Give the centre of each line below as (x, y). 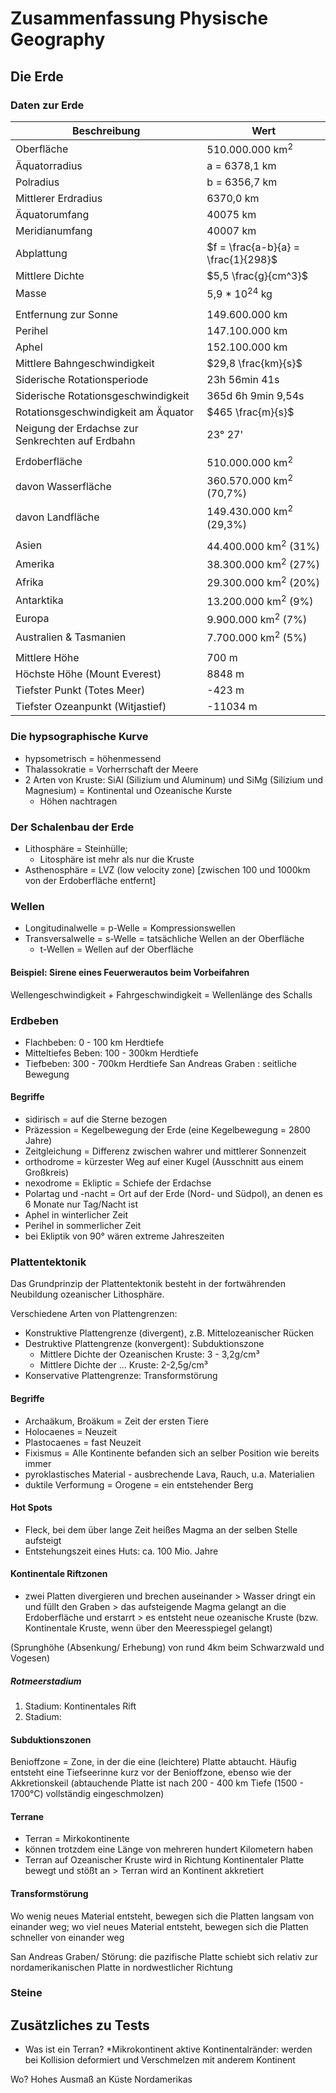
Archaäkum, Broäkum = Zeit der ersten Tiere (116, 1421)
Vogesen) (30, 1658)
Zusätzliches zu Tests (80, 2025)
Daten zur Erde (47, 105)
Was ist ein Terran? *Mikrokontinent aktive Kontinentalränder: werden (168, 2049)
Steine (26, 1993)
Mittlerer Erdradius (59, 199)
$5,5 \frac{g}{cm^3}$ (257, 276)
